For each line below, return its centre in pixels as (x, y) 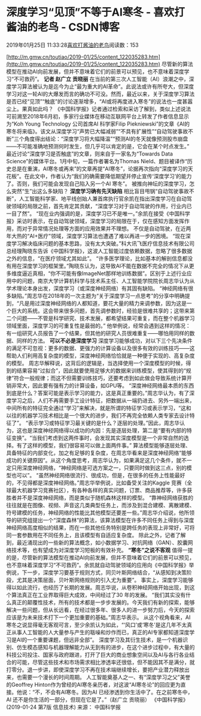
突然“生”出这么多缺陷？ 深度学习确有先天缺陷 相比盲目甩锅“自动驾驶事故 (100, 191)
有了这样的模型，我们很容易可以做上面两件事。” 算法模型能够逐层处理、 (104, 445)
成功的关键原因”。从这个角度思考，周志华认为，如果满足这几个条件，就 (94, 460)
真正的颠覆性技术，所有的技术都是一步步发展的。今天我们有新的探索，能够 (103, 602)
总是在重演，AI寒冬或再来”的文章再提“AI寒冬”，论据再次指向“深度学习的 (100, 169)
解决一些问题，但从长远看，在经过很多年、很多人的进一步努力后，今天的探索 (100, 610)
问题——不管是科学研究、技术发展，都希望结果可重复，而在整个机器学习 (106, 318)
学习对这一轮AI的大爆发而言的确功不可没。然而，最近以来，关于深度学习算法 (100, 94)
